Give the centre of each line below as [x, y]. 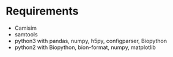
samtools [26, 34]
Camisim [26, 28]
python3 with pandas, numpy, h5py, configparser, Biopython [91, 41]
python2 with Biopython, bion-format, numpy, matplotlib [85, 47]
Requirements [42, 11]
